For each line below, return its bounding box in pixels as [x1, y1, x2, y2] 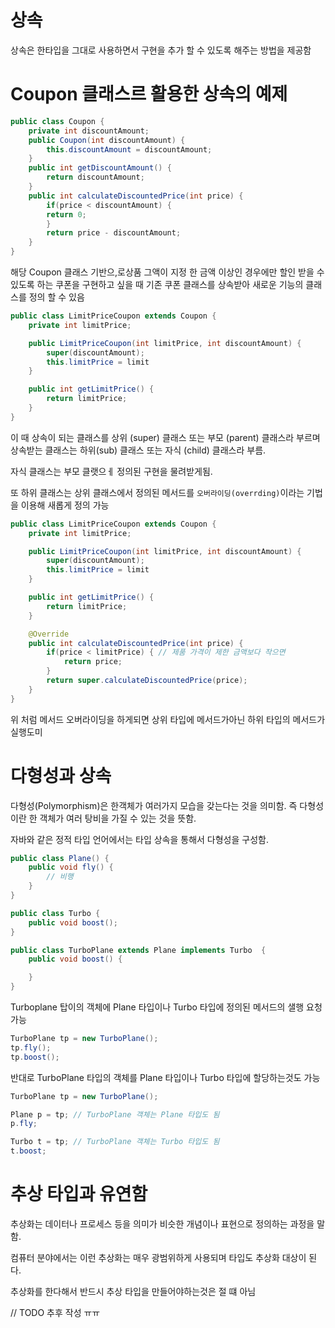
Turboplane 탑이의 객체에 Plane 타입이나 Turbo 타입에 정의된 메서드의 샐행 [10, 1001, 305, 1013]
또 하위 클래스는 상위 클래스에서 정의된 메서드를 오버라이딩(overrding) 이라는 [10, 486, 305, 498]
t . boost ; [10, 1146, 47, 1156]
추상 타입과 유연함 [10, 1183, 148, 1206]
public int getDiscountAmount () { [28, 163, 172, 173]
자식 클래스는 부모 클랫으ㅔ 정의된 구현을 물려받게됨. [10, 465, 213, 477]
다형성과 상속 [10, 764, 112, 787]
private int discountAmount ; [28, 126, 150, 136]
